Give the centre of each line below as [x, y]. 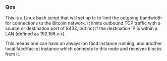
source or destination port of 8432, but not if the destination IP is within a [81, 28]
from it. [13, 54]
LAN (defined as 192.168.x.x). [36, 34]
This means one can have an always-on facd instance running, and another [84, 43]
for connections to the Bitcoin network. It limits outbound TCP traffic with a [83, 23]
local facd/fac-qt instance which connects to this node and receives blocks [83, 49]
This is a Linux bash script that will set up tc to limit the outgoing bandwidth [84, 18]
